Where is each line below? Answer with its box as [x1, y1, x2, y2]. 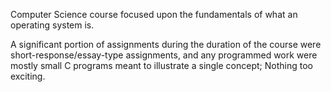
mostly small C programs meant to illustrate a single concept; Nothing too [10, 60, 313, 71]
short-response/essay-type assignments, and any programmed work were [10, 49, 318, 61]
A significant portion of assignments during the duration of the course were [10, 39, 322, 50]
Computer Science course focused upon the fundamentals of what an [10, 9, 298, 20]
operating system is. [10, 19, 95, 31]
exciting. [10, 70, 46, 82]
